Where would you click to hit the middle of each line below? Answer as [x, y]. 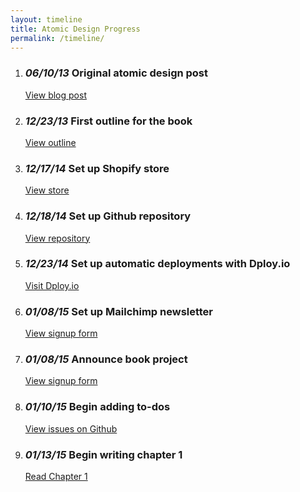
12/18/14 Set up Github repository [108, 216]
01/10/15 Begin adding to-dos [97, 407]
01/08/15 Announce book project [106, 359]
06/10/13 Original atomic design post [116, 73]
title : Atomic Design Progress [75, 29]
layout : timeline [46, 19]
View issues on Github [71, 428]
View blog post [55, 95]
